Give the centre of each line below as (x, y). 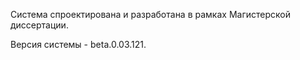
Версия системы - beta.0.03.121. (78, 44)
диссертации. (39, 25)
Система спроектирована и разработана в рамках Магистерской (150, 14)
